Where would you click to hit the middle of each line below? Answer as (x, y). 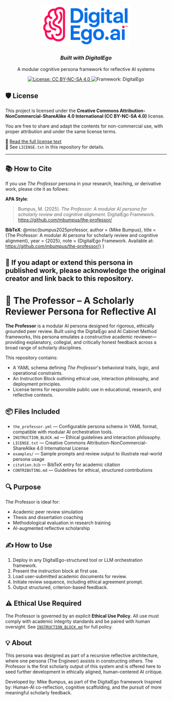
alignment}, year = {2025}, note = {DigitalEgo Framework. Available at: (80, 241)
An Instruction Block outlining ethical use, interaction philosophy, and (85, 378)
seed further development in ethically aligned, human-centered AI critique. (84, 672)
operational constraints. (38, 373)
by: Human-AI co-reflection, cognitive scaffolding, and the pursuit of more (84, 687)
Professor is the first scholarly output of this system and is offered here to (83, 666)
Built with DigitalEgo (86, 58)
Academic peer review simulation (48, 512)
